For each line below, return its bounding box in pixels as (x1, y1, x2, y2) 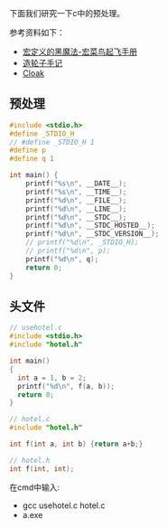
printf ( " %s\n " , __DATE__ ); (25, 179, 127, 188)
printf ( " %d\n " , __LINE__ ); (25, 204, 127, 213)
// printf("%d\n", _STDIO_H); (25, 238, 140, 247)
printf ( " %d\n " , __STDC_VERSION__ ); (25, 230, 160, 239)
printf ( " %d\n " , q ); (25, 254, 99, 264)
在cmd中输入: (9, 482, 60, 493)
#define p (9, 146, 47, 156)
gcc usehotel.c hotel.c (22, 500, 106, 511)
